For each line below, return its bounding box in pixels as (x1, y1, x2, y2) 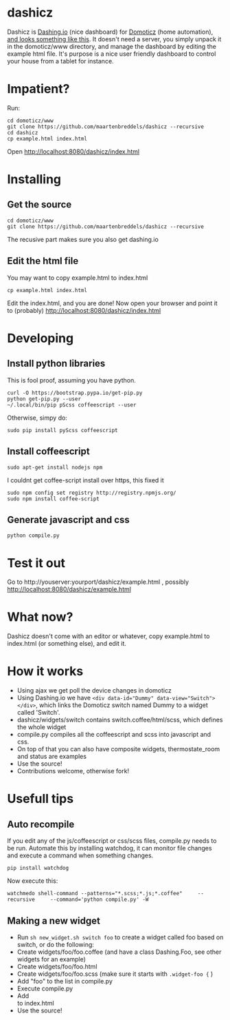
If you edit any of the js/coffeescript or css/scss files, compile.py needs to (7, 837, 217, 845)
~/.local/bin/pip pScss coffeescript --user (7, 401, 137, 408)
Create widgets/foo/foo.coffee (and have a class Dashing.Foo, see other (16, 948, 222, 956)
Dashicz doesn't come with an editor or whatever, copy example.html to (7, 632, 210, 640)
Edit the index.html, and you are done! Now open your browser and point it (7, 298, 218, 307)
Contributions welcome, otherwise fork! (16, 767, 129, 775)
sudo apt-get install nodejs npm (7, 464, 103, 471)
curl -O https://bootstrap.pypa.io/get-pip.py (7, 389, 143, 396)
